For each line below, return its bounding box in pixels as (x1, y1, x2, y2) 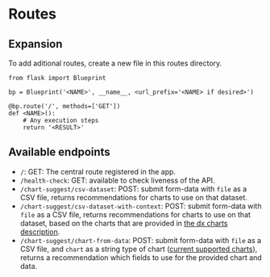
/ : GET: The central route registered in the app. (19, 166, 176, 176)
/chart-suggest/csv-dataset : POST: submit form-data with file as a (19, 183, 247, 194)
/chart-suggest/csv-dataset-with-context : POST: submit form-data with (19, 201, 262, 211)
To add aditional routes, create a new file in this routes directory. (8, 58, 222, 68)
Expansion (8, 37, 63, 51)
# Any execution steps (23, 116, 99, 124)
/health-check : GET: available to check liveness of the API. (19, 175, 215, 185)
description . (19, 227, 60, 237)
